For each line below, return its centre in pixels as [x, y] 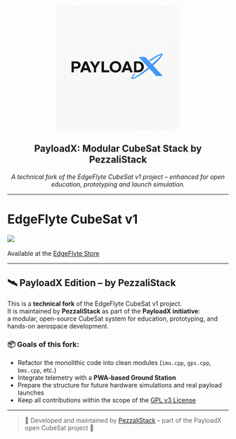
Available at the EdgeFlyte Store [53, 253]
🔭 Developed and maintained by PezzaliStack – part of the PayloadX [123, 420]
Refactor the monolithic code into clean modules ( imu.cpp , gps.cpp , [114, 362]
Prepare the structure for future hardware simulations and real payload [120, 385]
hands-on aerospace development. [58, 326]
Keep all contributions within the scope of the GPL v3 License [107, 400]
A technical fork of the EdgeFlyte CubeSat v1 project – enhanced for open [118, 177]
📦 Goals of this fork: [43, 345]
